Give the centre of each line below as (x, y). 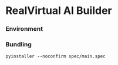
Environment (24, 29)
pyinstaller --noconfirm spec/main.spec (56, 56)
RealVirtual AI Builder (59, 11)
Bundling (18, 45)
